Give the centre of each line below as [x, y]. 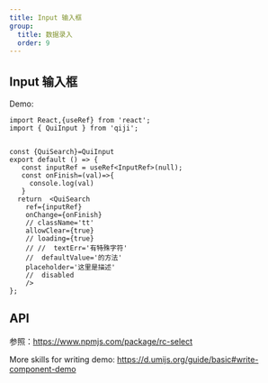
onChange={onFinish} [64, 215]
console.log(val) [62, 184]
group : [22, 26]
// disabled [50, 276]
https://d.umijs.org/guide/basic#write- [188, 359]
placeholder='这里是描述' [71, 268]
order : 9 [34, 43]
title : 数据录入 [45, 34]
